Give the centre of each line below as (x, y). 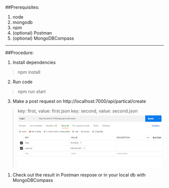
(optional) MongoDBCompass (43, 38)
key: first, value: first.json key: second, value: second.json (77, 111)
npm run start (32, 91)
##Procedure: (20, 53)
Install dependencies (34, 62)
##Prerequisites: (22, 7)
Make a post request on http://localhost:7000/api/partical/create (79, 101)
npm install (29, 72)
